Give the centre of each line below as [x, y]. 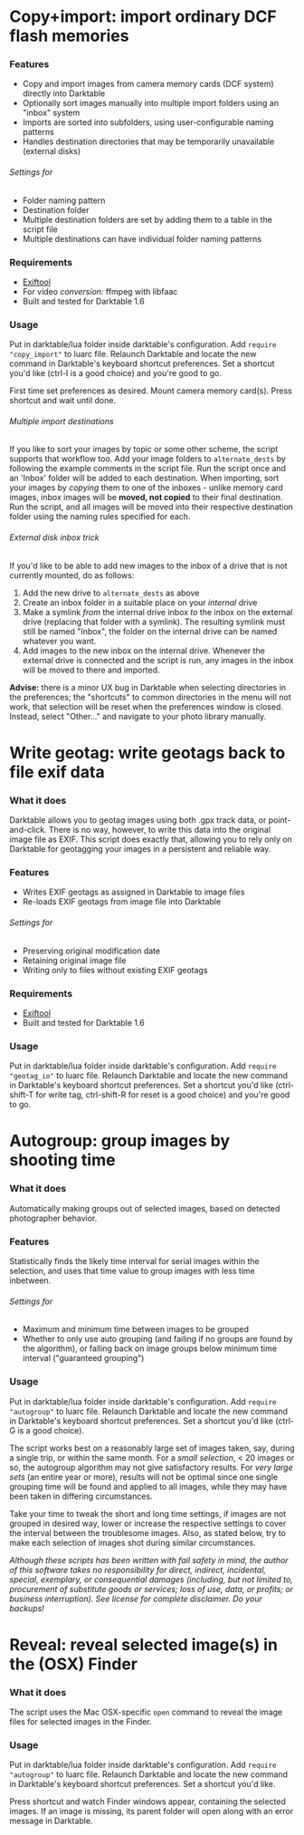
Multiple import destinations [62, 421]
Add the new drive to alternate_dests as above [111, 593]
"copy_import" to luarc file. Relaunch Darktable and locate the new [133, 354]
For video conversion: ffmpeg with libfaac [100, 291]
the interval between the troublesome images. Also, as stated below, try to [148, 1532]
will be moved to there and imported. [91, 670]
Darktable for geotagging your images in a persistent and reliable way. [140, 849]
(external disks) [52, 151]
